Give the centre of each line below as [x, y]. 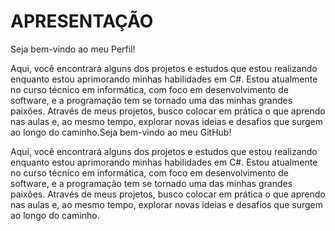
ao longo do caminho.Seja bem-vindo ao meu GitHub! [121, 132]
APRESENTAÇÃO [82, 21]
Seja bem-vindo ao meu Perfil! [73, 49]
